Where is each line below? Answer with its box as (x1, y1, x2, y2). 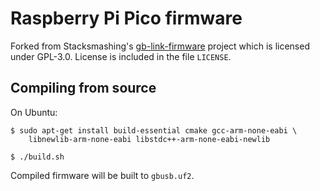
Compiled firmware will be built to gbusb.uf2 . (10, 169, 195, 181)
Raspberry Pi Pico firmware (10, 7, 243, 30)
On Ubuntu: (10, 106, 58, 118)
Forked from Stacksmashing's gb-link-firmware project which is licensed (10, 40, 310, 52)
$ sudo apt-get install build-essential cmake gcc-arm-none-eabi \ (10, 125, 298, 136)
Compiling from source (10, 80, 157, 97)
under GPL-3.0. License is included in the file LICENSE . (10, 50, 232, 62)
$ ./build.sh (10, 152, 65, 162)
